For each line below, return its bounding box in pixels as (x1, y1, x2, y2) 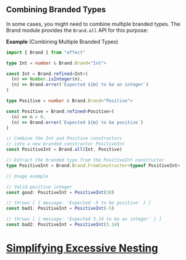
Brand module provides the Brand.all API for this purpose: (6, 27, 148, 34)
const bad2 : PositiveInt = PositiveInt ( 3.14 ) (6, 222, 119, 228)
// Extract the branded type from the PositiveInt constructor (6, 157, 165, 163)
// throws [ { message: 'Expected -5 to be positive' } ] (6, 200, 151, 206)
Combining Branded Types (6, 5, 106, 15)
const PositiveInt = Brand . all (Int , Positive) (6, 147, 122, 153)
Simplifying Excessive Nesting (6, 242, 158, 255)
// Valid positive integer (6, 184, 72, 190)
